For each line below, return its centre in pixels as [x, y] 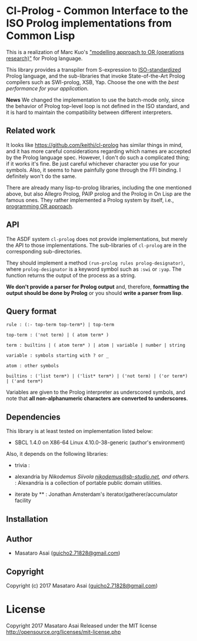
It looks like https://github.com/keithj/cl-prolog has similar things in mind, [95, 145]
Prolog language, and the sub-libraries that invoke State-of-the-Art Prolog [96, 76]
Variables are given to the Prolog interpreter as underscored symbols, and [96, 392]
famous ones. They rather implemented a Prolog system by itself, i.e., [90, 200]
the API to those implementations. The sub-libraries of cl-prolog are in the [96, 245]
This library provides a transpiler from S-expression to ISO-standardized [94, 69]
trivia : [22, 465]
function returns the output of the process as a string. [71, 275]
